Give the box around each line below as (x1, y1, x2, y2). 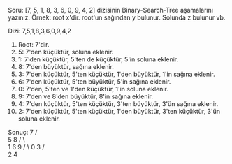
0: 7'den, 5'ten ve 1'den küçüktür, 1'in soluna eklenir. (17, 85, 168, 93)
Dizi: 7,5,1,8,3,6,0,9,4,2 (8, 27, 72, 35)
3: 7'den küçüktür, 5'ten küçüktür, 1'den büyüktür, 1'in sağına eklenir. (17, 70, 215, 78)
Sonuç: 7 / (8, 128, 38, 136)
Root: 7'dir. (17, 40, 50, 48)
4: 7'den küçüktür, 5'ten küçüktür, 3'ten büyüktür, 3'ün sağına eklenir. (17, 100, 219, 107)
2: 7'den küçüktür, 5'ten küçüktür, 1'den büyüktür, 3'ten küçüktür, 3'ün (17, 107, 221, 115)
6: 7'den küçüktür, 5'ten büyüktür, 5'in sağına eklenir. (17, 77, 171, 86)
